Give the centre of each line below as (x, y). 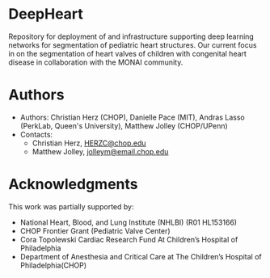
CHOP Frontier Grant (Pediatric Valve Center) (95, 230)
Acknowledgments (74, 185)
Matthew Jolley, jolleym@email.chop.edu (100, 151)
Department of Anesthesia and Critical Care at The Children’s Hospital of (141, 256)
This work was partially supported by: (71, 206)
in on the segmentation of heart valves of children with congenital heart (127, 53)
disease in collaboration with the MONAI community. (96, 62)
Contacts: (36, 134)
